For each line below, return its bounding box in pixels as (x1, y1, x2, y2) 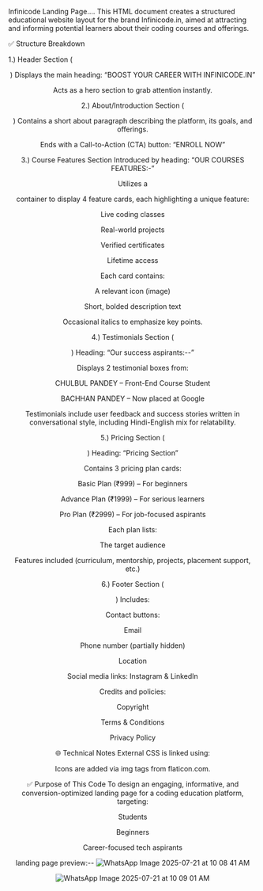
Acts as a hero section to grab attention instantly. (52, 86, 213, 94)
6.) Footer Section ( (101, 580, 164, 588)
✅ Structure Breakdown (8, 39, 85, 48)
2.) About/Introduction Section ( (81, 101, 185, 110)
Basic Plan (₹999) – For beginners (77, 479, 188, 488)
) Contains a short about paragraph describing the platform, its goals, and (13, 116, 253, 125)
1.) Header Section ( (8, 55, 73, 64)
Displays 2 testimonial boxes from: (76, 364, 190, 372)
